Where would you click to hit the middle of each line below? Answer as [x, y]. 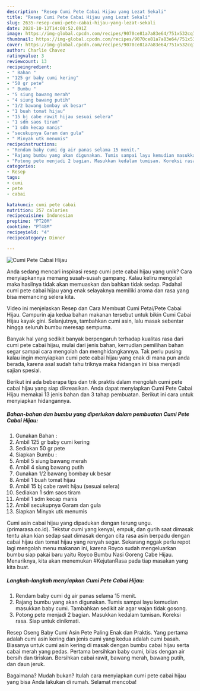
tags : [13, 178]
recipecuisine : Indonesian [40, 216]
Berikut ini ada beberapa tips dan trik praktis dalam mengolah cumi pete [95, 381]
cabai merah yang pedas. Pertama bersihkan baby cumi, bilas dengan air [96, 651]
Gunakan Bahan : [36, 436]
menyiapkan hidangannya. [39, 400]
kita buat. [18, 567]
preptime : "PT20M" [29, 221]
